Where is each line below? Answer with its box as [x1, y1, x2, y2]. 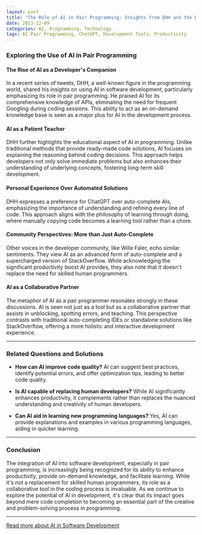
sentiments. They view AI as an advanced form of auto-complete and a [6, 251, 182, 258]
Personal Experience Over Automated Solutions [6, 184, 128, 192]
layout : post [6, 8, 39, 15]
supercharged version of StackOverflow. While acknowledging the [6, 257, 171, 264]
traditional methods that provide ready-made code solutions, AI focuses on [6, 145, 192, 152]
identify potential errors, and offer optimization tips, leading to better [14, 370, 185, 377]
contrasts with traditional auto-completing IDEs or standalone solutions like [6, 316, 192, 324]
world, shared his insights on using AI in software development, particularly [6, 86, 193, 93]
